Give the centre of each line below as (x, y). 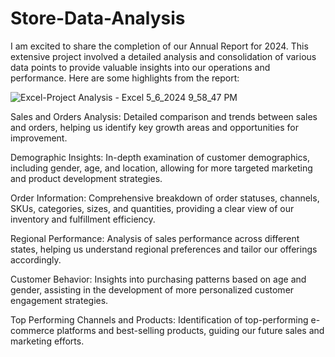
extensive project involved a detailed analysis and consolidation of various (163, 56)
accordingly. (36, 259)
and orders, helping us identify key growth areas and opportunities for (154, 127)
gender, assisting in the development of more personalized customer (152, 289)
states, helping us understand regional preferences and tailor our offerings (164, 249)
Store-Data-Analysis (98, 18)
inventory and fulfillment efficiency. (83, 219)
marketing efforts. (47, 341)
